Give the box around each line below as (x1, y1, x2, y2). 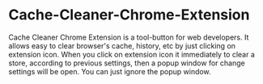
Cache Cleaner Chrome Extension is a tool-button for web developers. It (8, 32, 249, 42)
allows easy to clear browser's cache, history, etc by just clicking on (8, 40, 236, 50)
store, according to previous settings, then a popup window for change (8, 58, 245, 68)
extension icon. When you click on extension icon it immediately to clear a (8, 49, 255, 59)
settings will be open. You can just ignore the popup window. (8, 66, 212, 76)
